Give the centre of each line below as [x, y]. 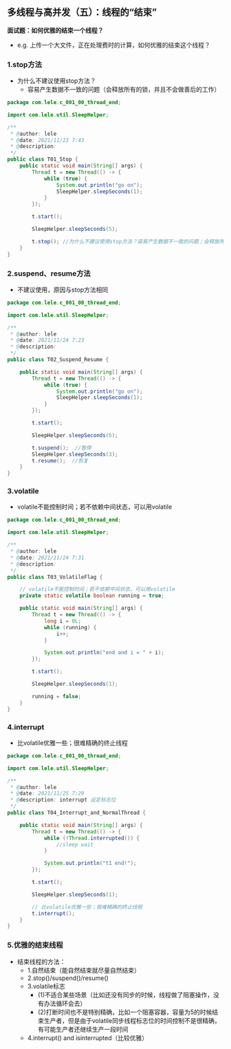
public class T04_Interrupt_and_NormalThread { [77, 813]
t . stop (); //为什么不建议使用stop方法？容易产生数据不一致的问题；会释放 [125, 241]
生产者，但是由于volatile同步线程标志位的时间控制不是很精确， [132, 1020]
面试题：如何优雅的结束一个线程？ [55, 30]
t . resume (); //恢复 [60, 460]
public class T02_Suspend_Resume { [58, 360]
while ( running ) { [70, 627]
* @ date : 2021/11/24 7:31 [47, 558]
